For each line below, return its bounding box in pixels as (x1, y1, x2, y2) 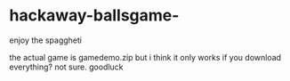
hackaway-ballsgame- (9, 5, 180, 26)
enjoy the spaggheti (9, 35, 83, 45)
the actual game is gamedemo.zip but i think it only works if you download (9, 52, 282, 62)
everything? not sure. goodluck (9, 61, 124, 72)
